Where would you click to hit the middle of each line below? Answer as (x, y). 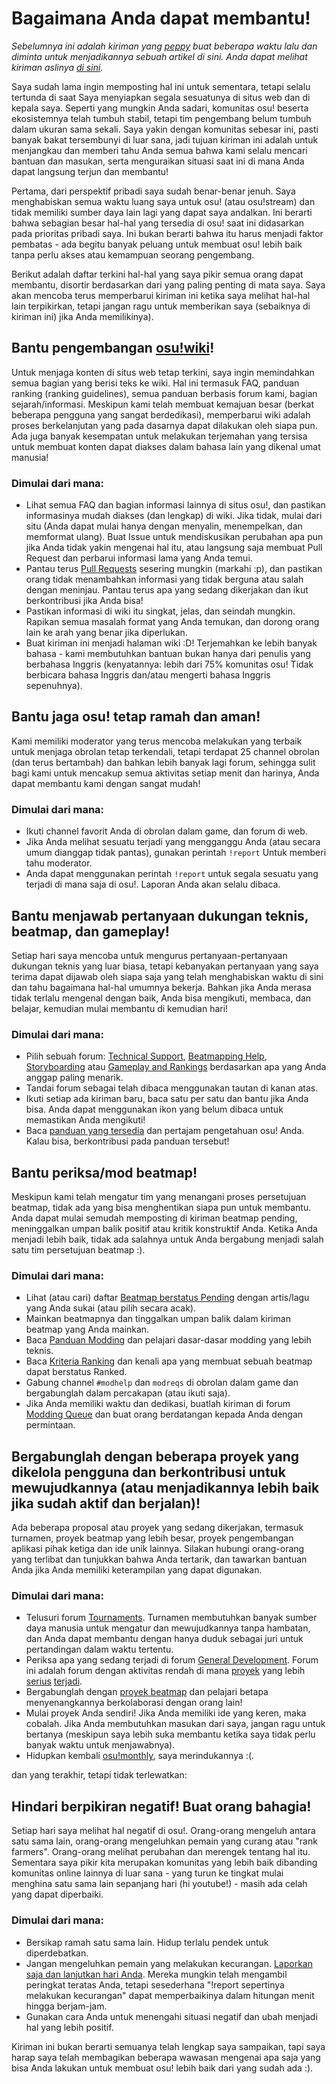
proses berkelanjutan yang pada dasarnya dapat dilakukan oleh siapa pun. (164, 425)
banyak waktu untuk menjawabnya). (100, 1745)
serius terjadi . (54, 1681)
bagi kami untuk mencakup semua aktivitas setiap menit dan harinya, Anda (165, 773)
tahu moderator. (59, 863)
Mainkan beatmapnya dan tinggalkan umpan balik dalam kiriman (158, 1319)
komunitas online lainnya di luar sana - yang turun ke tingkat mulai (147, 1873)
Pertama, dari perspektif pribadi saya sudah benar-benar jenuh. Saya (153, 191)
